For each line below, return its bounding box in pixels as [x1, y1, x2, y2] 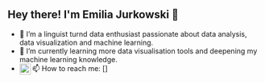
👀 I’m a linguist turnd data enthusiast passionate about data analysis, [19, 29, 247, 38]
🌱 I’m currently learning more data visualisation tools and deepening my [19, 45, 258, 56]
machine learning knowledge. [19, 54, 118, 64]
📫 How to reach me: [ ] [31, 63, 108, 73]
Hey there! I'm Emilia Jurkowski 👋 [7, 8, 179, 22]
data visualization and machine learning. [19, 38, 154, 47]
